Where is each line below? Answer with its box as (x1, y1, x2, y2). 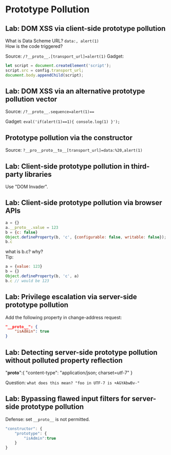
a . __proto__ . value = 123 (5, 225, 59, 230)
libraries (25, 170, 52, 178)
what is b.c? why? (5, 248, 44, 255)
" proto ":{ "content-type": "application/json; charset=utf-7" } (5, 370, 132, 376)
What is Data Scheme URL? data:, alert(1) (5, 38, 99, 44)
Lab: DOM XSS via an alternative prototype (5, 87, 145, 96)
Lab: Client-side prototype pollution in (5, 162, 130, 171)
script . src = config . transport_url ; (5, 68, 84, 73)
